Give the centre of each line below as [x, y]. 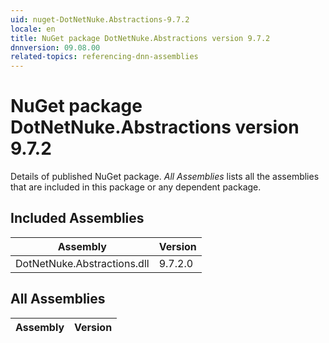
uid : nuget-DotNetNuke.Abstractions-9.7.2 [100, 19]
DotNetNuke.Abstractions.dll [82, 263]
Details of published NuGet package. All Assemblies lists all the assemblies [165, 177]
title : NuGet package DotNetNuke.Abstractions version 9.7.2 [140, 38]
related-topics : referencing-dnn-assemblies [104, 57]
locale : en [33, 29]
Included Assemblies [77, 218]
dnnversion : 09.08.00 [55, 47]
